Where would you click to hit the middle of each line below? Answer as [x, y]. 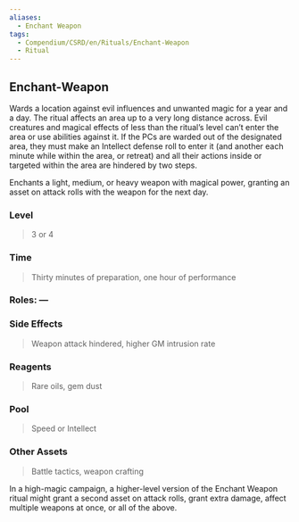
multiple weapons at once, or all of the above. [93, 507]
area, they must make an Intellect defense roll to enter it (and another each [146, 146]
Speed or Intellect [63, 428]
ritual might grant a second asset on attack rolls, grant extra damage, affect [148, 498]
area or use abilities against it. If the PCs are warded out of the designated [146, 137]
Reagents [30, 367]
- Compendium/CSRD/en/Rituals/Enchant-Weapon [104, 42]
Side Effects [36, 324]
